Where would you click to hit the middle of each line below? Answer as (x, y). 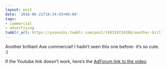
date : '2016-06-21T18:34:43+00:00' (42, 14)
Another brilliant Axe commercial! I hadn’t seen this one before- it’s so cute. (82, 47)
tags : (11, 19)
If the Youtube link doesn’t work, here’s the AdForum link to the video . (76, 61)
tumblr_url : (17, 33)
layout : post (19, 10)
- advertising (20, 28)
